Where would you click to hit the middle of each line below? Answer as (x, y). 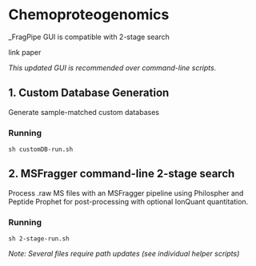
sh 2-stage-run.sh (39, 239)
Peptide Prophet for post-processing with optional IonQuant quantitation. (128, 201)
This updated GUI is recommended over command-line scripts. (112, 67)
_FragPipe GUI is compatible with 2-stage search (89, 37)
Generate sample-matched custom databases (84, 112)
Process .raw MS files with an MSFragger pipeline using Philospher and (126, 193)
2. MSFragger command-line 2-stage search (122, 174)
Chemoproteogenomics (89, 15)
